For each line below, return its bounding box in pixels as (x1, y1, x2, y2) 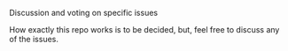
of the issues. (9, 34, 59, 44)
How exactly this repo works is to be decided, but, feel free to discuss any (9, 25, 280, 34)
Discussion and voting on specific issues (9, 8, 158, 18)
